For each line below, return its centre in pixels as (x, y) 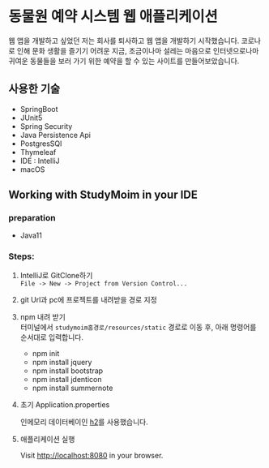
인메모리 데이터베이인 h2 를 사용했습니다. (84, 422)
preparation (32, 218)
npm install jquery (62, 362)
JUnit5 (31, 118)
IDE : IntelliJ (40, 161)
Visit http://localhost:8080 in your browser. (92, 455)
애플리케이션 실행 (47, 439)
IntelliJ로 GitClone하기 (56, 275)
